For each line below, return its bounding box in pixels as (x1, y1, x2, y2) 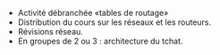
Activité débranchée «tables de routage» (17, 8, 169, 18)
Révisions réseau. (17, 27, 83, 36)
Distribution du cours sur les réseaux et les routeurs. (17, 17, 212, 27)
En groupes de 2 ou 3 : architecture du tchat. (17, 35, 183, 46)
